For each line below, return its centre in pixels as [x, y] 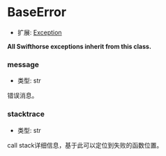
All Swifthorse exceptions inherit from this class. [80, 46]
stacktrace [26, 114]
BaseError [37, 12]
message [23, 64]
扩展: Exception [39, 32]
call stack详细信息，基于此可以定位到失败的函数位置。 [85, 145]
